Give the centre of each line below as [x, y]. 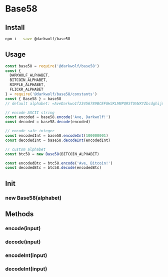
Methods [19, 214]
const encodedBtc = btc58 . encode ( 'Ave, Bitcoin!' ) [59, 163]
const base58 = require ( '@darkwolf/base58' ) [52, 66]
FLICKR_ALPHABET [26, 89]
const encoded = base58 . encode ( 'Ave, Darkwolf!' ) [58, 117]
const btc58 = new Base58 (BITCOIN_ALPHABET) [52, 154]
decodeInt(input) [26, 268]
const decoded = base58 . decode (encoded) [48, 122]
